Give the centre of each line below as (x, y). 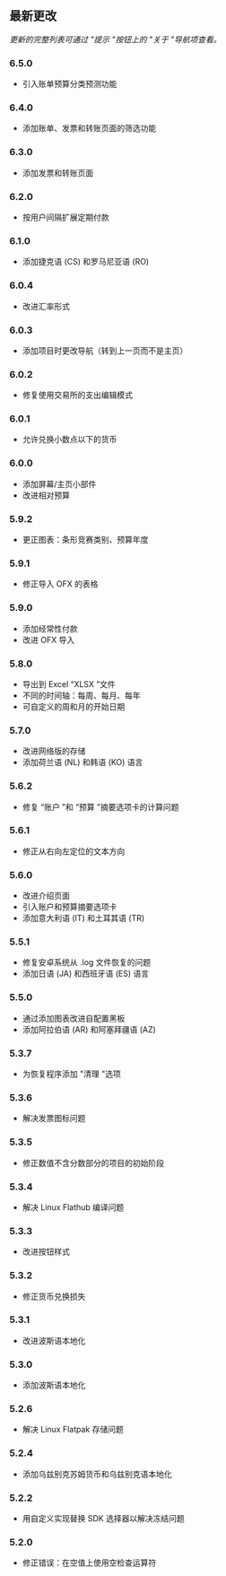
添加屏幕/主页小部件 (59, 483)
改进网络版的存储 (54, 751)
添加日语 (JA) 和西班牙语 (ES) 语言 (86, 974)
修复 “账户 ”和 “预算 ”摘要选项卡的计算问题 (100, 806)
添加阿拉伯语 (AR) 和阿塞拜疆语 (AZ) (89, 1029)
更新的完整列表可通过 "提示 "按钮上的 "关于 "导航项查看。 (115, 39)
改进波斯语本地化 (54, 1340)
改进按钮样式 (46, 1252)
